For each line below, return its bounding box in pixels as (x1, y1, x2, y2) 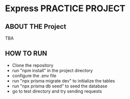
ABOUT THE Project (5, 22, 67, 31)
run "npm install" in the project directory (12, 67, 93, 73)
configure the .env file (12, 73, 57, 79)
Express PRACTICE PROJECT (5, 3, 126, 14)
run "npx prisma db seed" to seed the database (12, 83, 108, 89)
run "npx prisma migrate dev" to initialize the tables (12, 78, 115, 83)
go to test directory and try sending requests (12, 88, 102, 94)
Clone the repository (12, 62, 54, 68)
